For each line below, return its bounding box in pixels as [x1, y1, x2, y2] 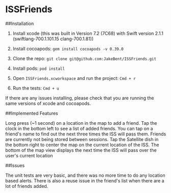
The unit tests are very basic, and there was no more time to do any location [5, 172, 166, 178]
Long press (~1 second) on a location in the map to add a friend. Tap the [5, 120, 157, 126]
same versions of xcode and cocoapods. [5, 100, 91, 106]
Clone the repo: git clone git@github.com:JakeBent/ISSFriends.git [12, 55, 157, 62]
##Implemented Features [5, 110, 59, 116]
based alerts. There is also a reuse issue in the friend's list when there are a [5, 177, 164, 184]
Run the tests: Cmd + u [12, 85, 60, 91]
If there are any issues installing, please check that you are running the [5, 95, 154, 101]
